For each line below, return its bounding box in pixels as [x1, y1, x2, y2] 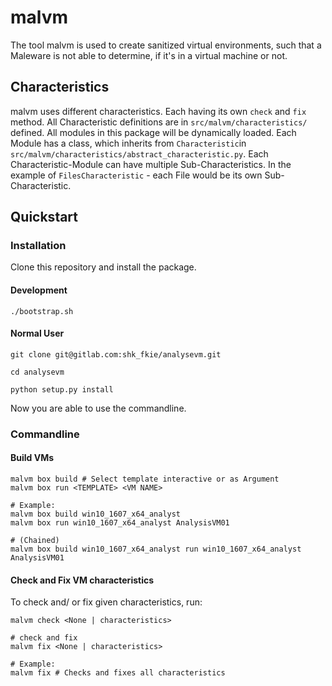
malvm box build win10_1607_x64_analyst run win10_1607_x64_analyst [10, 544, 302, 554]
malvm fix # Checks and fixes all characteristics [10, 668, 226, 678]
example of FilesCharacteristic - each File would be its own [10, 169, 263, 181]
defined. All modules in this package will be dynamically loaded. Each [10, 126, 297, 138]
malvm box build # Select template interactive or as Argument [10, 474, 280, 484]
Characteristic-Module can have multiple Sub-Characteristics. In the [10, 158, 292, 170]
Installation [10, 239, 67, 253]
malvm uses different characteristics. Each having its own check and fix [10, 105, 307, 117]
